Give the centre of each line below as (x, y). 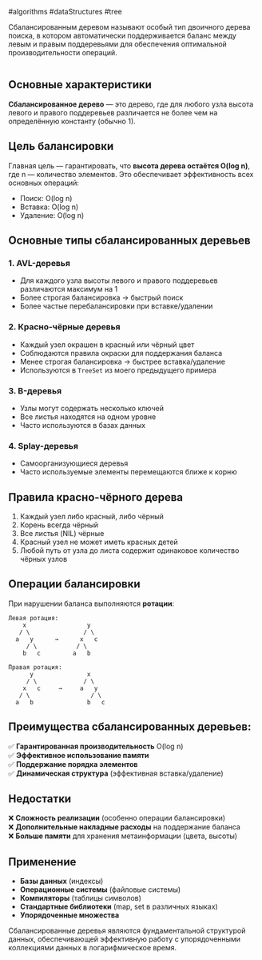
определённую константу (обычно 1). (72, 121)
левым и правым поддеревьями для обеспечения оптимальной (118, 44)
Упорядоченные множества (69, 915)
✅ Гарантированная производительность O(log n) (96, 746)
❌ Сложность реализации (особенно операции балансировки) (117, 818)
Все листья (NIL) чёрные (62, 534)
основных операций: (44, 183)
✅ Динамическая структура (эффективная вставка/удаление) (116, 773)
